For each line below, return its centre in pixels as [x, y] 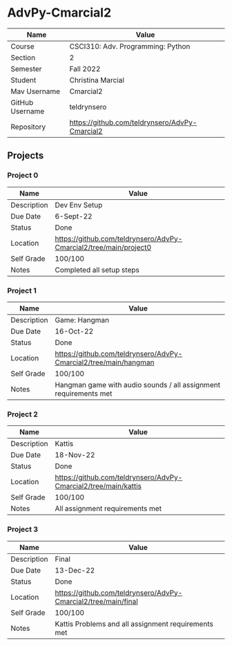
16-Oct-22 [74, 331]
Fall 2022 [85, 68]
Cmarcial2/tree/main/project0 [103, 247]
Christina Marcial [97, 80]
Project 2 [22, 414]
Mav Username [36, 91]
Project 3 [23, 529]
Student [23, 80]
